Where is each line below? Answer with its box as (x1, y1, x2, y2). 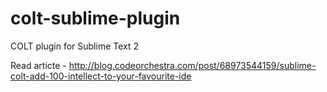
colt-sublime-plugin (10, 7, 181, 30)
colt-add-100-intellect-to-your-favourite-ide (10, 70, 192, 82)
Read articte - (10, 59, 67, 71)
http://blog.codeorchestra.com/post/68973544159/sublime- (68, 59, 317, 71)
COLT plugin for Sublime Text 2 (10, 40, 140, 52)
